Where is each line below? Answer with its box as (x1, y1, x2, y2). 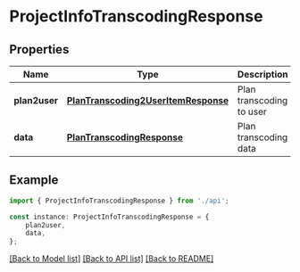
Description (237, 69, 288, 80)
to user (237, 105, 268, 118)
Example (9, 172, 59, 188)
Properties (9, 42, 70, 57)
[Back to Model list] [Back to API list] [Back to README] (9, 253, 214, 264)
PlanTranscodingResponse (66, 131, 183, 144)
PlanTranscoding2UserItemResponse (66, 95, 229, 106)
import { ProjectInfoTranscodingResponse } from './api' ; (9, 196, 229, 205)
